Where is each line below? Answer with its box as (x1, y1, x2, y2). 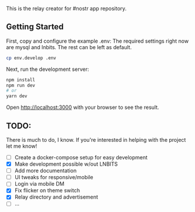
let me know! (6, 143, 38, 149)
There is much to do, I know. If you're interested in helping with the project (6, 136, 186, 143)
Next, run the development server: (6, 66, 89, 73)
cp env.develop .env (6, 55, 57, 61)
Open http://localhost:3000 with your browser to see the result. (6, 104, 160, 111)
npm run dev (6, 82, 35, 88)
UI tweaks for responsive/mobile (14, 174, 94, 181)
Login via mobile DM (14, 180, 65, 187)
